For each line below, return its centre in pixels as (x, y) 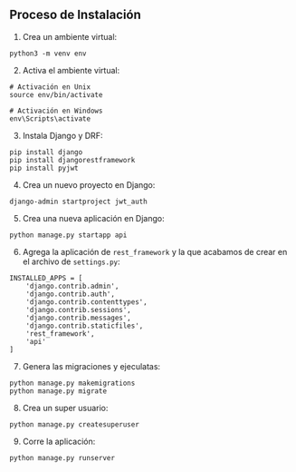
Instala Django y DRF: (62, 135)
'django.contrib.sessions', (78, 310)
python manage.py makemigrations (72, 383)
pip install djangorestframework (72, 160)
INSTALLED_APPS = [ (46, 278)
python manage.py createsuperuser (75, 424)
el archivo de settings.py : (71, 261)
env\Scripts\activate (50, 118)
